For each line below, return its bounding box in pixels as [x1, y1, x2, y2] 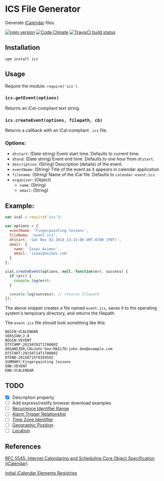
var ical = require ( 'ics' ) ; [5, 215, 63, 220]
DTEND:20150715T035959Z [5, 355, 54, 360]
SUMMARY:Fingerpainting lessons [5, 360, 71, 364]
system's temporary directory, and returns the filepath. [5, 310, 116, 316]
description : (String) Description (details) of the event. [12, 161, 123, 167]
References [5, 442, 41, 451]
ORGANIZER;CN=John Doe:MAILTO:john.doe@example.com [5, 347, 113, 352]
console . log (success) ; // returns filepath [9, 292, 99, 297]
